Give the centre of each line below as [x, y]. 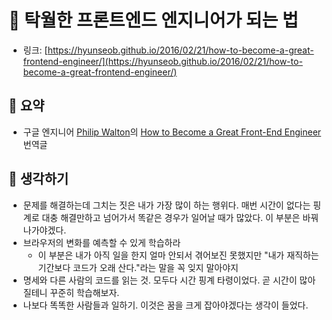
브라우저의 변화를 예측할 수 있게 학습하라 [101, 242]
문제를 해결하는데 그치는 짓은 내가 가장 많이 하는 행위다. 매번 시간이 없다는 [166, 205]
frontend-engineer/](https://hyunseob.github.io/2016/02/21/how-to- [162, 61]
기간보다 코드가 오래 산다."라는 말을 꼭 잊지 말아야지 [138, 267]
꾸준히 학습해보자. [84, 292]
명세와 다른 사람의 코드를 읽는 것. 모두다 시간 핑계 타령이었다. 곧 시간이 [160, 280]
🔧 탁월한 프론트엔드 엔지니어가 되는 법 [153, 20]
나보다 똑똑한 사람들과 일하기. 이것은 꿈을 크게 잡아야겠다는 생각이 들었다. [165, 305]
